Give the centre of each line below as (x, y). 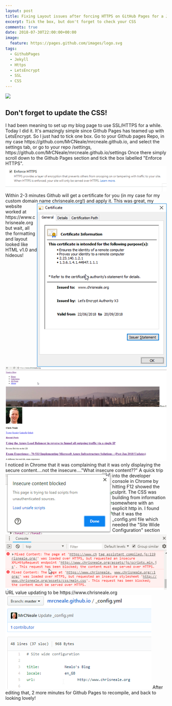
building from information (139, 497)
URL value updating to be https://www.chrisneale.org (61, 593)
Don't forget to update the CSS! (56, 113)
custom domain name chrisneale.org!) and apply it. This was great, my (80, 201)
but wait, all (17, 228)
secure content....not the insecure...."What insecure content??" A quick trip (84, 470)
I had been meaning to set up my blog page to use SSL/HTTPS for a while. (84, 125)
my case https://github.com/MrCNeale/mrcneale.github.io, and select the (82, 141)
